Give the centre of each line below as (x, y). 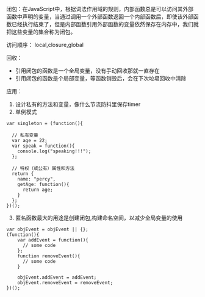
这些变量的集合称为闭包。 (44, 32)
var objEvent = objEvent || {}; (47, 229)
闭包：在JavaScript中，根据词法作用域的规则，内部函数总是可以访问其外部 (100, 9)
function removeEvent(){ (49, 256)
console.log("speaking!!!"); (54, 151)
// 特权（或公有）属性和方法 (43, 168)
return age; (38, 190)
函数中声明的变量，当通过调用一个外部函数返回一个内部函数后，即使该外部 (100, 16)
